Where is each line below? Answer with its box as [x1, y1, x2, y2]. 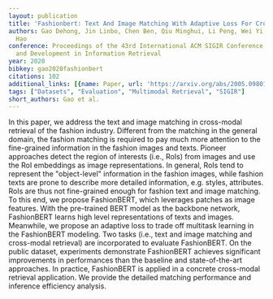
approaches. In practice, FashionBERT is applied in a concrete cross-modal [8, 264, 261, 274]
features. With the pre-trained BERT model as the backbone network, [8, 204, 240, 214]
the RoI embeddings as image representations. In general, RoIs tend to [8, 160, 244, 171]
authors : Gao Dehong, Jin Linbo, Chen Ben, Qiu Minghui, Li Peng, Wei [8, 27, 253, 35]
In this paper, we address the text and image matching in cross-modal [8, 117, 242, 127]
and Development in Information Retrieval [15, 50, 162, 58]
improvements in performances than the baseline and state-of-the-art [8, 255, 242, 265]
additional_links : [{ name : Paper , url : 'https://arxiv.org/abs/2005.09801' [8, 80, 271, 88]
